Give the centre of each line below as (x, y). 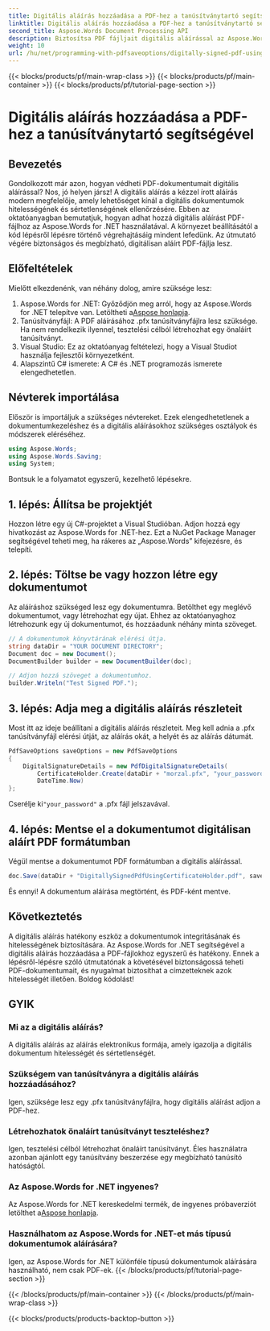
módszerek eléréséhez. (47, 434)
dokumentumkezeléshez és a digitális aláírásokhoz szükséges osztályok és (133, 425)
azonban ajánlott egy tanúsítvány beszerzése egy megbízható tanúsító (125, 1157)
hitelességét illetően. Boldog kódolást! (72, 979)
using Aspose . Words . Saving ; (55, 456)
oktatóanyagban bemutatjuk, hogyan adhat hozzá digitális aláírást (117, 218)
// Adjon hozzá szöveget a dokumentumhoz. (80, 676)
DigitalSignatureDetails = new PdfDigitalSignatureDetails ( (125, 766)
